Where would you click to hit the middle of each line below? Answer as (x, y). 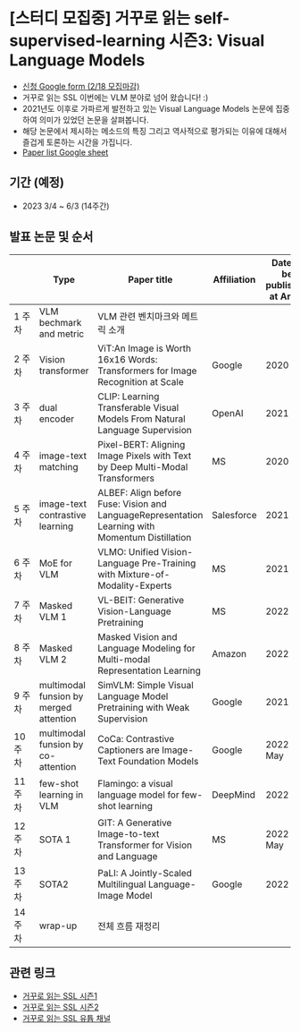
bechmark (60, 322)
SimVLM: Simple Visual (146, 685)
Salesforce (234, 515)
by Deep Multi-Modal (143, 466)
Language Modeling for (146, 648)
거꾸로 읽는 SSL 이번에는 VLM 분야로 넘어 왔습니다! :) (115, 97)
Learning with (126, 526)
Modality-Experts (135, 585)
